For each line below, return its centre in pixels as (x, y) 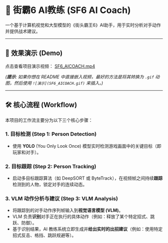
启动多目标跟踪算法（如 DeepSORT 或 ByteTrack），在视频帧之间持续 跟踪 (87, 178)
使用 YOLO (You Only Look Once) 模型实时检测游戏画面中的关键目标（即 (87, 146)
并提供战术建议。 (23, 31)
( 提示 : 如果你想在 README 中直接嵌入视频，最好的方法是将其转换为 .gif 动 (82, 77)
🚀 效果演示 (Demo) (34, 53)
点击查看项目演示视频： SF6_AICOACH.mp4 (50, 66)
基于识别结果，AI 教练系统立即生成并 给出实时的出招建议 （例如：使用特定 (87, 229)
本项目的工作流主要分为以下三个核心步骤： (49, 120)
